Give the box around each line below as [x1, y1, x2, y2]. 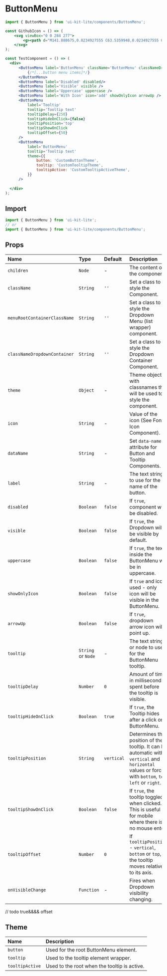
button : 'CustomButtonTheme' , [36, 158, 99, 163]
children [7, 267, 28, 273]
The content [129, 264, 158, 271]
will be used [129, 390, 158, 397]
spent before [129, 683, 160, 690]
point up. [129, 629, 150, 636]
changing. [129, 896, 153, 903]
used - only [129, 584, 157, 591]
